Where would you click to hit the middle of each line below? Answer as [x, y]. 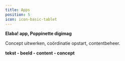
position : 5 [18, 15]
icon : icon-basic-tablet [31, 19]
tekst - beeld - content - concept [40, 53]
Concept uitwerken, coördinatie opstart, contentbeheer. [63, 43]
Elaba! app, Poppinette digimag [38, 34]
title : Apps [18, 10]
